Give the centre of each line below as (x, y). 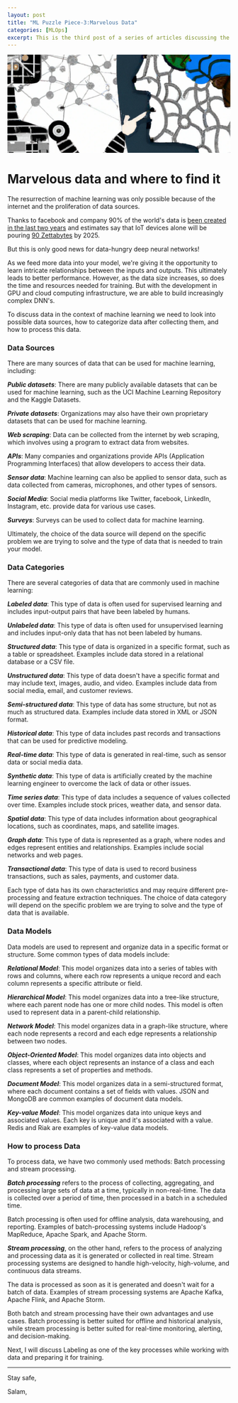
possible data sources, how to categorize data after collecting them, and (113, 322)
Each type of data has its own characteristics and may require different (111, 890)
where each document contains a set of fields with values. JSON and (108, 1091)
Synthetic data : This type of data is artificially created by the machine (110, 776)
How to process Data (44, 1146)
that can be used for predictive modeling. (68, 741)
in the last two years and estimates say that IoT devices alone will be (107, 227)
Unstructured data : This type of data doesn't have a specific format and (113, 676)
